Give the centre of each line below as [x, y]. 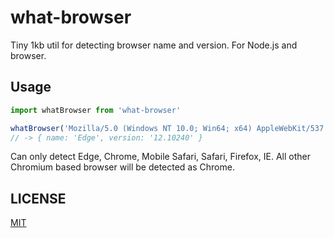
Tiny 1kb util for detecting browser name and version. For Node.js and [154, 45]
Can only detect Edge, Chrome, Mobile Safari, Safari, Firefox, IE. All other [161, 157]
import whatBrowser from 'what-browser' [96, 110]
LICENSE [38, 198]
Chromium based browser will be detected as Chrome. [122, 167]
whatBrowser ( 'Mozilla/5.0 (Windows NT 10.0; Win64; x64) [131, 128]
